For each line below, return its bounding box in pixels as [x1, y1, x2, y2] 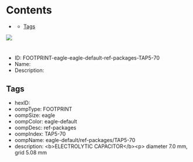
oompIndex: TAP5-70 [14, 130, 66, 137]
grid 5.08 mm [14, 149, 47, 156]
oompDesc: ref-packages [14, 124, 77, 131]
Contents [6, 4, 53, 17]
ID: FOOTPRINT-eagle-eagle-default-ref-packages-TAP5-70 [14, 54, 160, 61]
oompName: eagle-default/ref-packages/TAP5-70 [14, 136, 136, 143]
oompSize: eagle [14, 112, 56, 119]
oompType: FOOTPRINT [14, 105, 73, 112]
